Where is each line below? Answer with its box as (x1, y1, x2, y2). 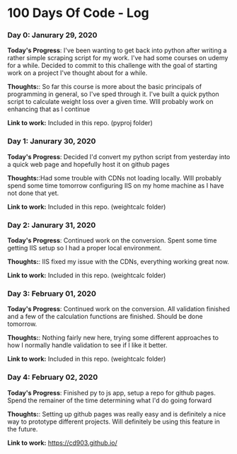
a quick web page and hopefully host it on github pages (7, 160, 170, 168)
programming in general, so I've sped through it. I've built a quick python (7, 90, 219, 98)
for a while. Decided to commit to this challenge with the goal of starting (7, 62, 218, 70)
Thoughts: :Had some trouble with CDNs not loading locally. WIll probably (7, 173, 221, 182)
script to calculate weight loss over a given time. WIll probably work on (7, 98, 214, 106)
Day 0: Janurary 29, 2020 (7, 30, 98, 40)
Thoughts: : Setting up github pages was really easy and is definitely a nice (7, 409, 226, 418)
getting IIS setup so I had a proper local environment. (7, 244, 162, 252)
